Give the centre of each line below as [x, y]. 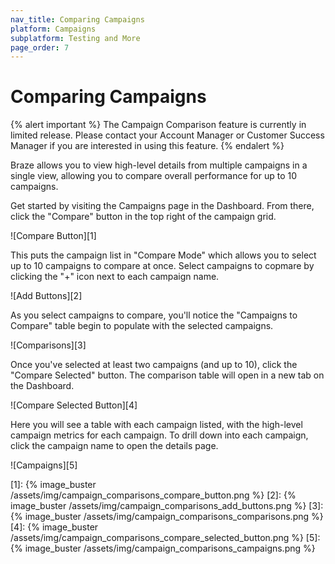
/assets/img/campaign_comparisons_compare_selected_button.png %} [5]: [165, 538]
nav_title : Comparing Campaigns [77, 19]
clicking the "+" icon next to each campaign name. [115, 277]
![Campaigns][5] [44, 465]
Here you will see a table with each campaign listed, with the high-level [156, 425]
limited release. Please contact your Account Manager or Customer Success [167, 135]
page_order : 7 [40, 47]
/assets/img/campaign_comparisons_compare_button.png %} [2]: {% [153, 495]
